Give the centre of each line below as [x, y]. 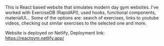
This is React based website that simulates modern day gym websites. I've [82, 7]
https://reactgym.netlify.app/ [35, 38]
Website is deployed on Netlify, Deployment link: [55, 33]
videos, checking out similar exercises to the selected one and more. [76, 23]
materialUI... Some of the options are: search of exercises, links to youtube [82, 18]
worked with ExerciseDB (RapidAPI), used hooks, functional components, [80, 12]
